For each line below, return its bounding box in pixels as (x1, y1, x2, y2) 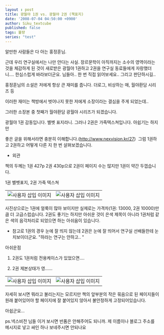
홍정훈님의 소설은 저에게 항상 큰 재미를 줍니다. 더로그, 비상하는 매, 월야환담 (5, 82, 147, 87)
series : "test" (5, 35, 36, 40)
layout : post (5, 7, 34, 12)
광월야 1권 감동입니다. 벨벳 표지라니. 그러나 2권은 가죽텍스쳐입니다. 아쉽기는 (5, 119, 149, 125)
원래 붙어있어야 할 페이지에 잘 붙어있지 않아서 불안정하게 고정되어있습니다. (5, 297, 146, 303)
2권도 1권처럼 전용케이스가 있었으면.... (12, 255, 85, 261)
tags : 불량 (5, 30, 25, 35)
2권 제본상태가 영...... (12, 265, 53, 271)
